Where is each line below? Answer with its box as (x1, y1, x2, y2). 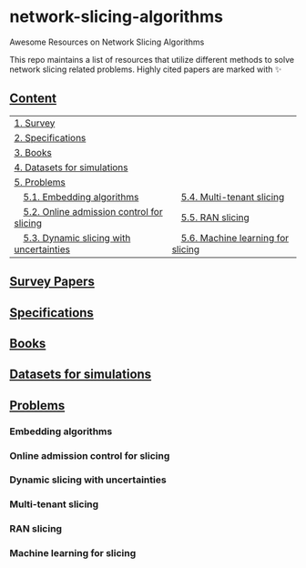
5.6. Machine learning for (180, 231, 290, 244)
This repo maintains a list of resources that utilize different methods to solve (9, 54, 294, 65)
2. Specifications (14, 131, 87, 144)
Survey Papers (9, 274, 96, 289)
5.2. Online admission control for (23, 205, 163, 218)
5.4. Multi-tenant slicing (180, 190, 285, 203)
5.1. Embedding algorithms (23, 190, 139, 203)
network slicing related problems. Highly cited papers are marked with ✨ (9, 64, 282, 75)
